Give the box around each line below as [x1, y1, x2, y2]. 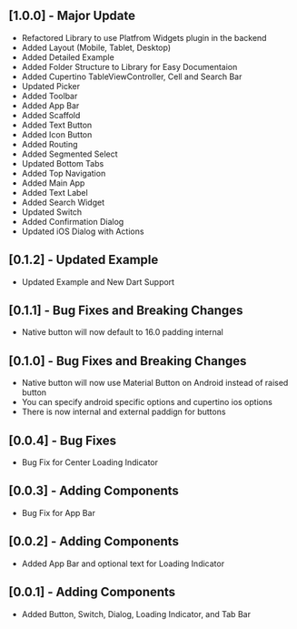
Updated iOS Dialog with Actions [21, 226, 144, 237]
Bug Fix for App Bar [21, 507, 96, 518]
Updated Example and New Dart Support [21, 276, 174, 287]
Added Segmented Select [21, 148, 119, 159]
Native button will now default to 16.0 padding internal [21, 327, 223, 338]
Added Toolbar [21, 90, 78, 101]
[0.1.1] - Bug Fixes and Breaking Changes [8, 303, 243, 319]
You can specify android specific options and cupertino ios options [21, 397, 273, 408]
